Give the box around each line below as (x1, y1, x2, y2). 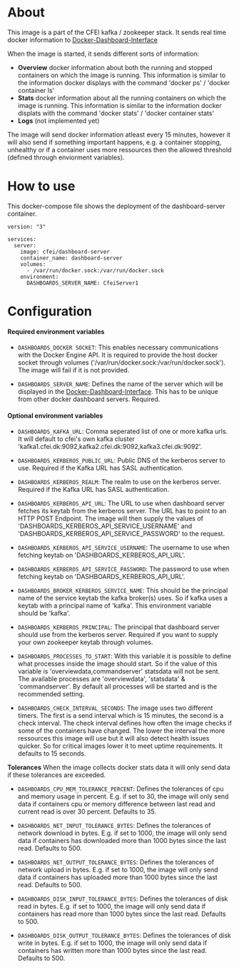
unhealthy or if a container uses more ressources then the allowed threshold (7, 145, 232, 154)
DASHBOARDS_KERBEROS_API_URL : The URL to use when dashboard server (17, 499, 225, 508)
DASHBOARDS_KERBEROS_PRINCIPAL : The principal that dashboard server (17, 623, 220, 631)
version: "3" (7, 223, 46, 230)
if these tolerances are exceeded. (7, 771, 106, 779)
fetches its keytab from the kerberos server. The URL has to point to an (17, 507, 227, 515)
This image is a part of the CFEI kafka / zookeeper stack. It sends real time (7, 28, 227, 36)
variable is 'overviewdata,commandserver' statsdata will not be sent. (17, 667, 220, 676)
